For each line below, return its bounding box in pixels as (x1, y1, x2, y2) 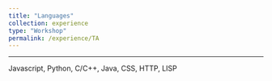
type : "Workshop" (8, 26, 67, 34)
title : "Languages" (8, 11, 74, 20)
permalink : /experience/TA (8, 34, 100, 43)
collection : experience (8, 19, 89, 27)
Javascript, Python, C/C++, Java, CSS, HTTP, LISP (8, 63, 177, 73)
